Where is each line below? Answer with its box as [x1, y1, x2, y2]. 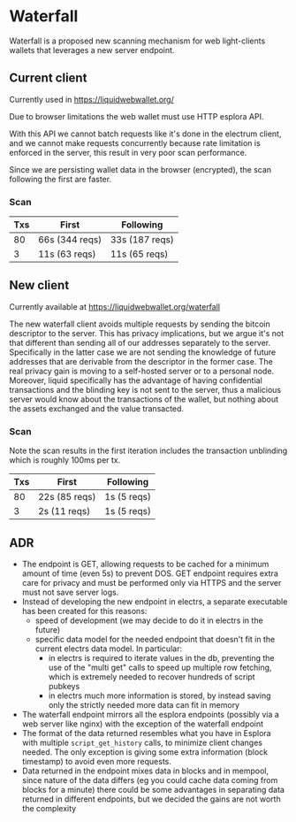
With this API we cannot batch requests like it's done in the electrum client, [9, 128, 282, 139]
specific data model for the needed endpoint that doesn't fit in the [34, 634, 276, 644]
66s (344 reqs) [38, 234, 102, 246]
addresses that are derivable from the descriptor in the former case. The [9, 356, 274, 366]
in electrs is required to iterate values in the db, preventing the [48, 652, 276, 663]
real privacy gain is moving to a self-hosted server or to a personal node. [9, 365, 275, 376]
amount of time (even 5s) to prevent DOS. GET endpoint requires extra [21, 568, 278, 579]
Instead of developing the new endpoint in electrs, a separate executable [21, 595, 288, 607]
